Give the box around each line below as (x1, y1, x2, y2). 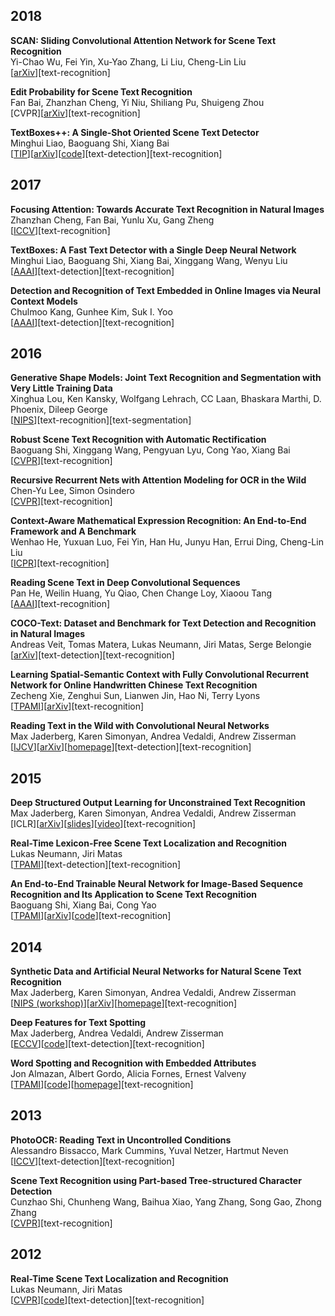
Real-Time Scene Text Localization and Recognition (10, 1272, 229, 1284)
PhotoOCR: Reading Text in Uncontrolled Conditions (10, 1134, 232, 1146)
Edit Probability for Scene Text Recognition (10, 85, 193, 98)
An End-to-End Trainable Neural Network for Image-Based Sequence (10, 878, 304, 890)
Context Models (10, 295, 78, 307)
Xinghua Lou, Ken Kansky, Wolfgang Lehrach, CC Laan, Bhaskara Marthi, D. (10, 393, 322, 405)
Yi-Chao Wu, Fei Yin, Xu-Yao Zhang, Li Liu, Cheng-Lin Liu (10, 55, 247, 68)
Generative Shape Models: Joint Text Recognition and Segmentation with (10, 372, 322, 384)
